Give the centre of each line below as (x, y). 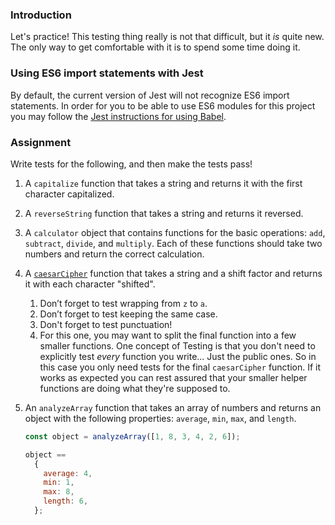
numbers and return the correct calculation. (114, 254)
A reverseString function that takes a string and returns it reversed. (164, 213)
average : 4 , (68, 473)
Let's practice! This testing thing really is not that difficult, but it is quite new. (167, 37)
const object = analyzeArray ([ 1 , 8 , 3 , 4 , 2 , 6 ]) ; (132, 436)
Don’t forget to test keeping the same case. (128, 314)
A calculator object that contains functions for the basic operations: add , (175, 232)
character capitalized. (69, 194)
